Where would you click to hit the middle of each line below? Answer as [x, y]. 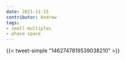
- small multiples [29, 28]
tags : [13, 23]
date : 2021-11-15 [28, 12]
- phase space [24, 34]
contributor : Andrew [32, 17]
